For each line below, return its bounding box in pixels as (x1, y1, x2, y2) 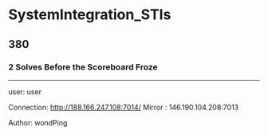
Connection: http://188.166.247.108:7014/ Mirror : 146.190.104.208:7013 (8, 102, 239, 112)
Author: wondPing (8, 117, 68, 127)
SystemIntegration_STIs (8, 6, 171, 24)
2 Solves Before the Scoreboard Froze (8, 62, 158, 73)
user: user (8, 86, 42, 97)
